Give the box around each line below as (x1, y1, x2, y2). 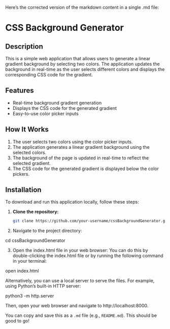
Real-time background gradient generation (12, 100, 102, 106)
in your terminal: (12, 258, 47, 264)
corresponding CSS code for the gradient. (5, 72, 93, 77)
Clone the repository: (12, 209, 59, 215)
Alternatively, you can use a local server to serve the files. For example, (5, 278, 155, 284)
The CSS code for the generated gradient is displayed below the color (12, 166, 159, 172)
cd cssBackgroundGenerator (5, 237, 66, 243)
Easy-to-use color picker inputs (12, 110, 79, 116)
